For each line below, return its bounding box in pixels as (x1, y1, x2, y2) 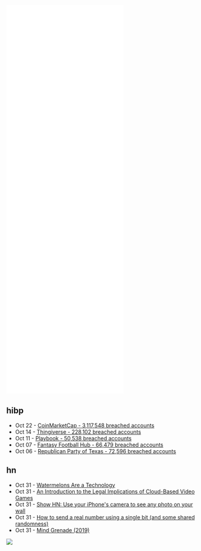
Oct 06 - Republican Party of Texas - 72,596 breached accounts (15, 447, 176, 454)
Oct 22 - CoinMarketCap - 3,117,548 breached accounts (15, 422, 155, 429)
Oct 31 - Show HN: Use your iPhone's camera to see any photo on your (15, 501, 193, 508)
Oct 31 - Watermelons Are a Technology (15, 481, 115, 488)
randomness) (15, 520, 49, 527)
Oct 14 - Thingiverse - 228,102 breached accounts (15, 428, 141, 436)
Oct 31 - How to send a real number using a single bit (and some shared (15, 513, 196, 521)
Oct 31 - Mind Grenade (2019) (15, 526, 90, 533)
